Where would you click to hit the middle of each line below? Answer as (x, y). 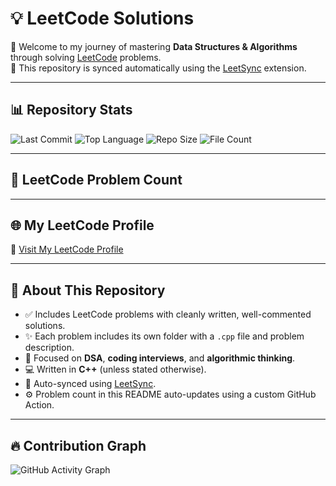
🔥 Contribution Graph (78, 445)
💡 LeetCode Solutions (102, 18)
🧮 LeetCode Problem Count (96, 180)
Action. (39, 405)
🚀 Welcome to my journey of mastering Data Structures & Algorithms (154, 46)
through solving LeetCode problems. (86, 57)
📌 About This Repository (88, 290)
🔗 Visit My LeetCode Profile (67, 249)
